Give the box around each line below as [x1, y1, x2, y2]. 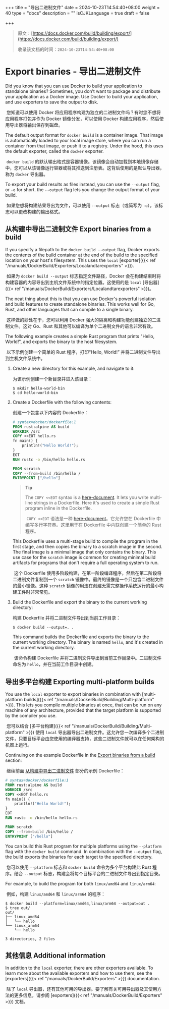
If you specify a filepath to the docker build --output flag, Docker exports [5, 246, 160, 252]
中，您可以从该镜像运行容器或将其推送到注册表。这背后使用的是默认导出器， [5, 164, 164, 171]
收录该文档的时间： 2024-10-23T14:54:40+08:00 [17, 46, 115, 52]
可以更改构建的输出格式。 [9, 208, 63, 214]
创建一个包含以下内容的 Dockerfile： [12, 409, 89, 415]
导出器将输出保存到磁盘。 [9, 122, 63, 128]
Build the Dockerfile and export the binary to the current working [12, 599, 147, 605]
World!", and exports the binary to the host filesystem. [5, 339, 118, 345]
